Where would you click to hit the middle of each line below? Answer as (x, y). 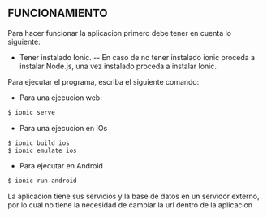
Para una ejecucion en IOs (63, 128)
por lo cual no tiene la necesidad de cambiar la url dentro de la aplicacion (130, 205)
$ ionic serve (32, 112)
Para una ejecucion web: (60, 98)
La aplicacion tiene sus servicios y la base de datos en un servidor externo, (134, 196)
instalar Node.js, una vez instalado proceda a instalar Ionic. (118, 66)
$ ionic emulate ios (43, 150)
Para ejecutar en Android (61, 166)
